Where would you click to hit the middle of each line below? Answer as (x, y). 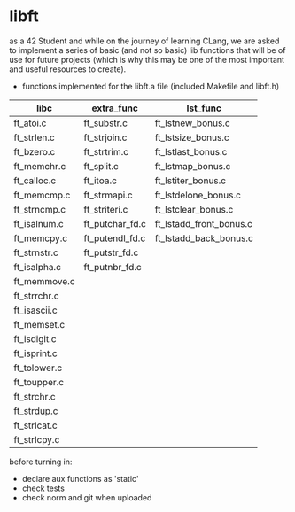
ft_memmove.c (44, 281)
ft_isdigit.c (35, 338)
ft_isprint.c (35, 353)
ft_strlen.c (34, 137)
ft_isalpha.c (38, 267)
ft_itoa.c (101, 181)
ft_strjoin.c (105, 137)
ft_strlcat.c (35, 425)
